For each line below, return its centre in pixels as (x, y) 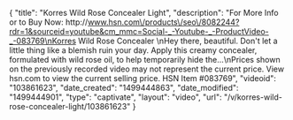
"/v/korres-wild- (253, 97)
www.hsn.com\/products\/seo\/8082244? (163, 22)
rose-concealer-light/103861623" (70, 106)
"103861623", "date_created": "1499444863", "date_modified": (124, 88)
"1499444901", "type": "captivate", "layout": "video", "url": (116, 97)
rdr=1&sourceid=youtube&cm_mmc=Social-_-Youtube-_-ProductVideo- (139, 31)
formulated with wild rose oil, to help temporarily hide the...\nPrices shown (145, 60)
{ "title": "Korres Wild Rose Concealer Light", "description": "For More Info (144, 13)
